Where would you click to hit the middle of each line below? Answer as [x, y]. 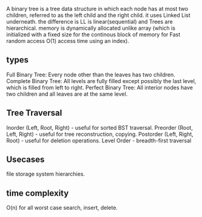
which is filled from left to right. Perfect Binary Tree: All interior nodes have [99, 87]
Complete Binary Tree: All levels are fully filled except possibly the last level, [101, 81]
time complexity [38, 193]
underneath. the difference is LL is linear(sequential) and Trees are [89, 22]
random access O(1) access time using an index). [68, 41]
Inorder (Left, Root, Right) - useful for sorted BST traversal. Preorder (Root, [99, 127]
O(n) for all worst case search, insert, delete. [62, 208]
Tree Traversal [34, 113]
